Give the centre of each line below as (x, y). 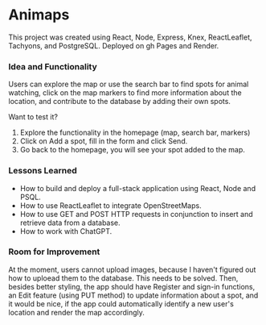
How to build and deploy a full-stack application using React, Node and (137, 188)
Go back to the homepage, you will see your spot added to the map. (132, 150)
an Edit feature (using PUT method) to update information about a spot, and (133, 295)
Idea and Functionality (53, 66)
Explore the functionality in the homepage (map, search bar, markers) (135, 133)
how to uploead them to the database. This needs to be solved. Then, (123, 278)
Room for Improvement (54, 252)
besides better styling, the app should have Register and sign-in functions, (132, 286)
